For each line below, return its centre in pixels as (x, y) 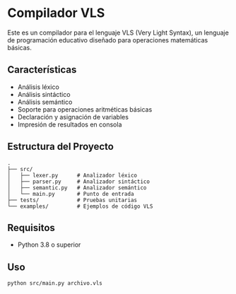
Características (42, 70)
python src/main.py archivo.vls (55, 283)
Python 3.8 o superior (49, 245)
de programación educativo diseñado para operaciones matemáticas (108, 40)
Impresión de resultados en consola (70, 124)
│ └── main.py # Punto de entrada (71, 194)
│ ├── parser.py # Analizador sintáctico (79, 182)
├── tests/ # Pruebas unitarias (72, 200)
